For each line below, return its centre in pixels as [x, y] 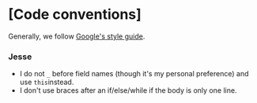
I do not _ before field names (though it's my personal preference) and [134, 74]
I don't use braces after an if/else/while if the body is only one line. [128, 90]
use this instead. [47, 82]
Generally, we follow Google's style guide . [77, 36]
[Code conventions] [75, 15]
